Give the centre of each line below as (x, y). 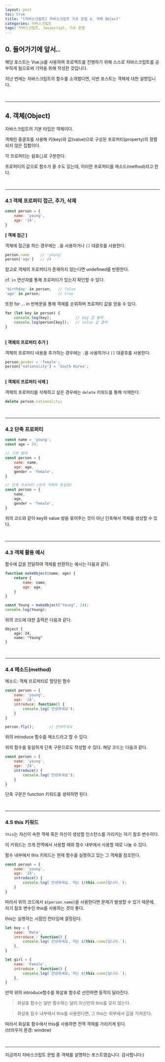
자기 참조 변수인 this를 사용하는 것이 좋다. (45, 908)
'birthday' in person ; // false (41, 289)
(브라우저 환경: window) (28, 1030)
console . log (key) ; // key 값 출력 (59, 318)
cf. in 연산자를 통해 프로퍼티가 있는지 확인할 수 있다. (55, 280)
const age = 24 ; (22, 445)
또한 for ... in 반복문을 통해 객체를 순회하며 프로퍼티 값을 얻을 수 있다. (71, 304)
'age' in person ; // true (39, 294)
